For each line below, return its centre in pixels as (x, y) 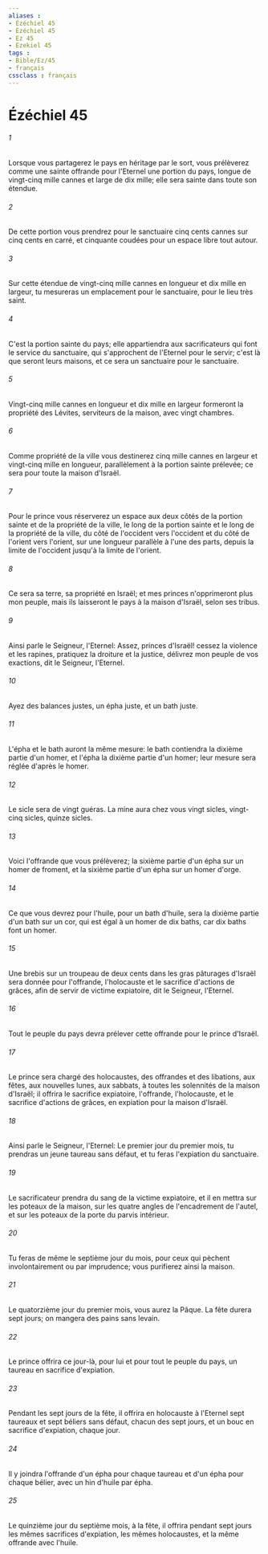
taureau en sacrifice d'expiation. (61, 1370)
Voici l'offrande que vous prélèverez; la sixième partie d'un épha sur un (126, 861)
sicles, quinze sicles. (59, 818)
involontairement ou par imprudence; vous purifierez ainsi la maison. (122, 1266)
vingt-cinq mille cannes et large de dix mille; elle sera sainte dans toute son (133, 180)
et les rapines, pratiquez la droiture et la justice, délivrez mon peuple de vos (134, 654)
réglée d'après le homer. (49, 766)
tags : (19, 53)
